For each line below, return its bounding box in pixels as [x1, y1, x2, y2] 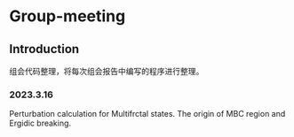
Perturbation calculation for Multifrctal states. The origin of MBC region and [9, 109, 286, 119]
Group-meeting [9, 6, 126, 27]
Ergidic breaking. [9, 118, 72, 129]
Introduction [9, 42, 80, 57]
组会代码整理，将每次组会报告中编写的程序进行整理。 [9, 66, 204, 76]
